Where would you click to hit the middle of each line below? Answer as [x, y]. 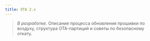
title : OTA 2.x [21, 9]
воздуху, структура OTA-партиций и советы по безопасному [81, 28]
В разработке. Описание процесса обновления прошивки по [81, 23]
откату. [25, 33]
